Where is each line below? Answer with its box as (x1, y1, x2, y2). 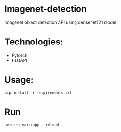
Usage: (4, 74, 34, 86)
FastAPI (11, 57, 27, 63)
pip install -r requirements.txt (4, 90, 72, 95)
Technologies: (4, 36, 63, 47)
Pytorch (11, 52, 28, 58)
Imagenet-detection (4, 3, 87, 15)
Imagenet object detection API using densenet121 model (4, 19, 117, 25)
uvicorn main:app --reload (4, 122, 59, 127)
